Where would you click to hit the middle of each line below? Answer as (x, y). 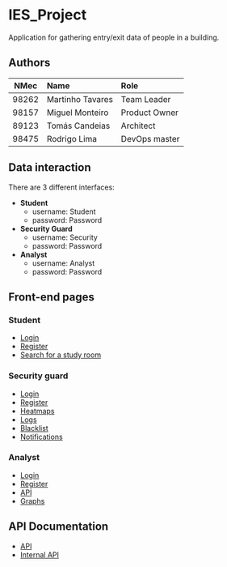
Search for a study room (61, 355)
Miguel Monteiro (78, 113)
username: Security (65, 237)
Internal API (39, 554)
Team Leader (146, 99)
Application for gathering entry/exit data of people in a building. (114, 37)
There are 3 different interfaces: (61, 187)
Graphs (32, 501)
